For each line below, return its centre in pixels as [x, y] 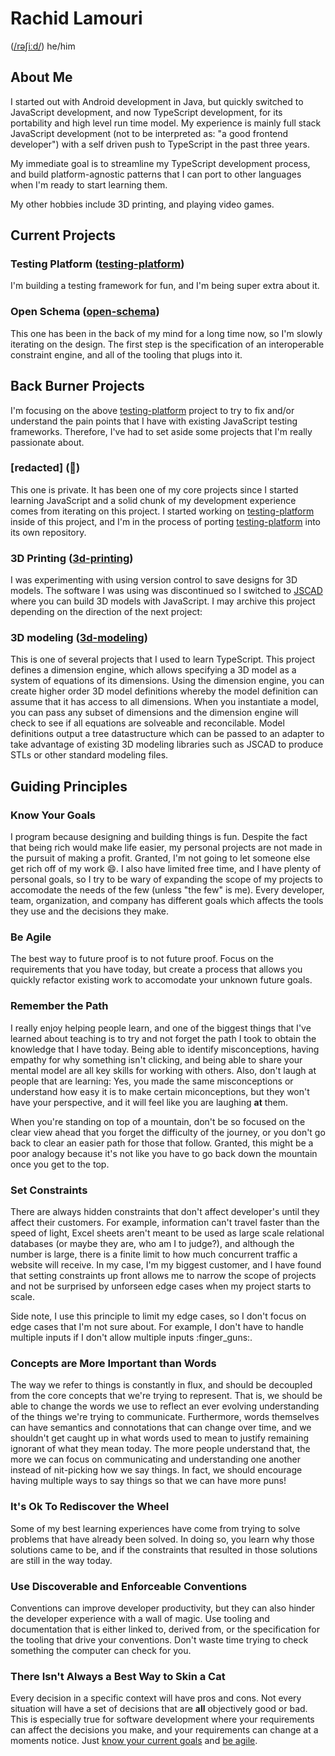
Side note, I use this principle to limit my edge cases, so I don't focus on [158, 1316]
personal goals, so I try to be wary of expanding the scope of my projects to [166, 879]
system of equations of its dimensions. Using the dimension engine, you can [167, 681]
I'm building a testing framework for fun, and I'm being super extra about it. [165, 286]
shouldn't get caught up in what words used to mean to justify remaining [160, 1438]
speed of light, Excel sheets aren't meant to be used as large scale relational [167, 1233]
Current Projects [63, 235]
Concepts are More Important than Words [113, 1363]
